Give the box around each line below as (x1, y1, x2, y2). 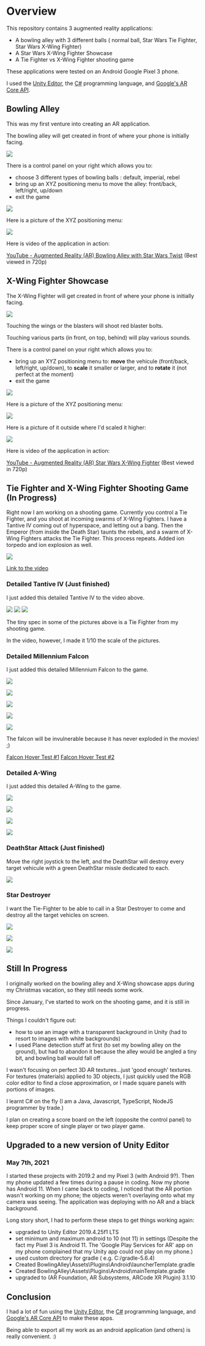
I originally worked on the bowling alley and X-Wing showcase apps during (6, 980, 195, 987)
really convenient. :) (6, 1333, 56, 1340)
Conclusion (6, 1292, 51, 1302)
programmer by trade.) (6, 1104, 64, 1111)
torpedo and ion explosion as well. (6, 541, 93, 549)
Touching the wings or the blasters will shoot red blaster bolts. (6, 322, 163, 329)
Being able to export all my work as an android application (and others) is (6, 1326, 191, 1334)
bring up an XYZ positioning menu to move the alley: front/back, (15, 180, 177, 187)
